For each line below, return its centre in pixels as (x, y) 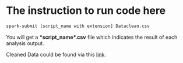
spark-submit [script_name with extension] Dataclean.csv (78, 26)
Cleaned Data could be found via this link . (56, 54)
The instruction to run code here (86, 11)
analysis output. (25, 43)
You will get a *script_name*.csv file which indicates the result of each (92, 37)
